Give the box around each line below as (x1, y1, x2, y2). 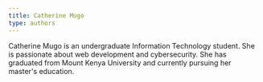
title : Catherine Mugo (8, 11, 84, 20)
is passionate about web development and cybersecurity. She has (8, 49, 227, 59)
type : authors (8, 19, 56, 27)
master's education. (8, 66, 75, 76)
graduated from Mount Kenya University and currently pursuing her (8, 57, 232, 68)
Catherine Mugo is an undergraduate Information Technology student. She (8, 41, 256, 50)
